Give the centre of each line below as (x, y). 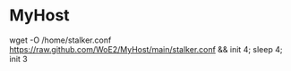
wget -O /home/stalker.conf (60, 40)
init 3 (19, 59)
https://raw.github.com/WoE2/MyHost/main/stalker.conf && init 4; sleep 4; (146, 49)
